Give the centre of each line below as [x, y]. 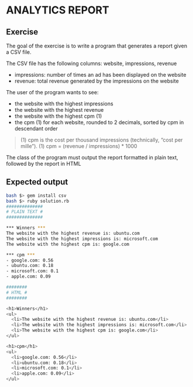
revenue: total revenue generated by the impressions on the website [97, 81]
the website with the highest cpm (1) [58, 116]
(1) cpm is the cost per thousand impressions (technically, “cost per [101, 140]
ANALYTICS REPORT [58, 10]
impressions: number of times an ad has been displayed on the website [100, 75]
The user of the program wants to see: [52, 92]
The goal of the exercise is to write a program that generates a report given [96, 46]
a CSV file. [19, 52]
